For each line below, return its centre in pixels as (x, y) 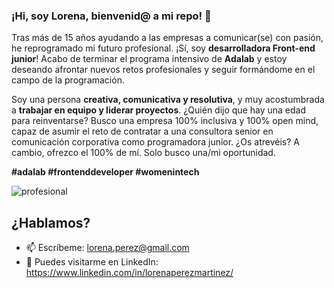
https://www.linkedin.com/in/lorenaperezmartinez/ (129, 273)
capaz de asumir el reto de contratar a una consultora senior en (142, 131)
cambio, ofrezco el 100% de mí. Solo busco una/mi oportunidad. (143, 153)
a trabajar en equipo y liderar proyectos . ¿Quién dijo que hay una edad (158, 110)
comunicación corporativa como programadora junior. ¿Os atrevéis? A (155, 142)
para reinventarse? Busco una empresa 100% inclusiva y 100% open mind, (165, 121)
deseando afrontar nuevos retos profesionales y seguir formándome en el (163, 70)
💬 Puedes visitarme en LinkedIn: (92, 262)
